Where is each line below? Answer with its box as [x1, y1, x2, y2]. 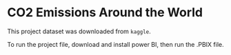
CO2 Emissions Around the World [7, 5, 203, 20]
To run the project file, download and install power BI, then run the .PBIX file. [7, 40, 224, 48]
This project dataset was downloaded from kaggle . [7, 27, 152, 35]
